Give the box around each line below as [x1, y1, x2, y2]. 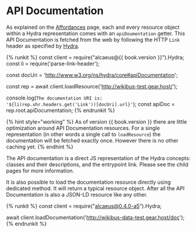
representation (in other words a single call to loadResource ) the [6, 131, 161, 138]
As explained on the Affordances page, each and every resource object [6, 24, 180, 31]
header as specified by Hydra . [6, 42, 80, 49]
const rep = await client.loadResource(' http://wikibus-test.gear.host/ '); [6, 82, 178, 90]
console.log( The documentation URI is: [6, 94, 103, 101]
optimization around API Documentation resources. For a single [6, 124, 161, 131]
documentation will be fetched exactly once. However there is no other [6, 137, 179, 144]
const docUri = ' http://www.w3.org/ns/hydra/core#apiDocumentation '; [6, 71, 178, 78]
